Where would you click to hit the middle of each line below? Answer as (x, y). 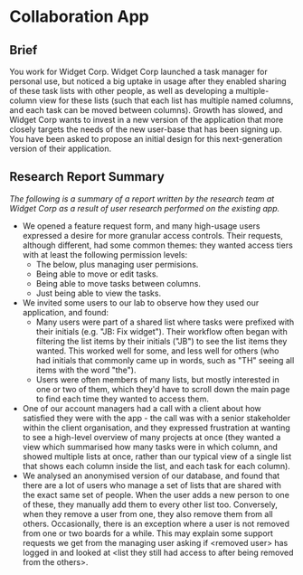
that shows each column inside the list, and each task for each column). (156, 466)
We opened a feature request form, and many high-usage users (141, 226)
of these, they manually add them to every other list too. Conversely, (150, 504)
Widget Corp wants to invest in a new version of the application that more (147, 120)
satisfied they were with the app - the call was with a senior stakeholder (156, 418)
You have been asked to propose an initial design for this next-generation (146, 139)
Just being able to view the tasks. (98, 293)
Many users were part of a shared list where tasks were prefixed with (165, 322)
